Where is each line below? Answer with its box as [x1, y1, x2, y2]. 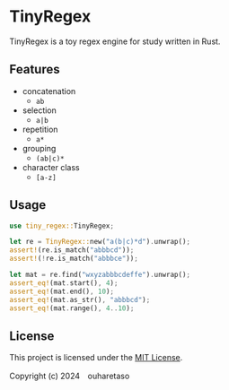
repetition [22, 124, 58, 134]
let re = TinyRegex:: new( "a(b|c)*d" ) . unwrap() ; [9, 238, 191, 247]
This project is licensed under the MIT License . [9, 352, 183, 363]
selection [22, 105, 57, 116]
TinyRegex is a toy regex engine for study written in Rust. [9, 36, 221, 47]
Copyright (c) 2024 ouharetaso [9, 370, 130, 382]
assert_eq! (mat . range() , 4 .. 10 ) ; [9, 303, 135, 313]
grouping [22, 143, 57, 153]
